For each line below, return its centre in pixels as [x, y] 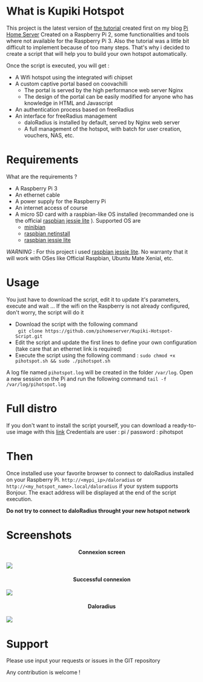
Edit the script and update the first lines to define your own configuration [106, 342]
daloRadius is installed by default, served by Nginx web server [102, 122]
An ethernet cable [38, 195]
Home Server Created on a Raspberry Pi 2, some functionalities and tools [98, 34]
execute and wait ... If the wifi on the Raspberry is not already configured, [98, 306]
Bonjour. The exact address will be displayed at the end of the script [92, 492]
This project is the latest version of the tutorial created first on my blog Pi [97, 28]
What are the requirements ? [42, 177]
